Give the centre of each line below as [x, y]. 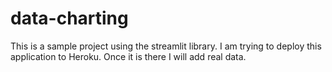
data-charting [69, 18]
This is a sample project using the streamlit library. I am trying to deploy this [166, 46]
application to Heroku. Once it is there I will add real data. [128, 56]
